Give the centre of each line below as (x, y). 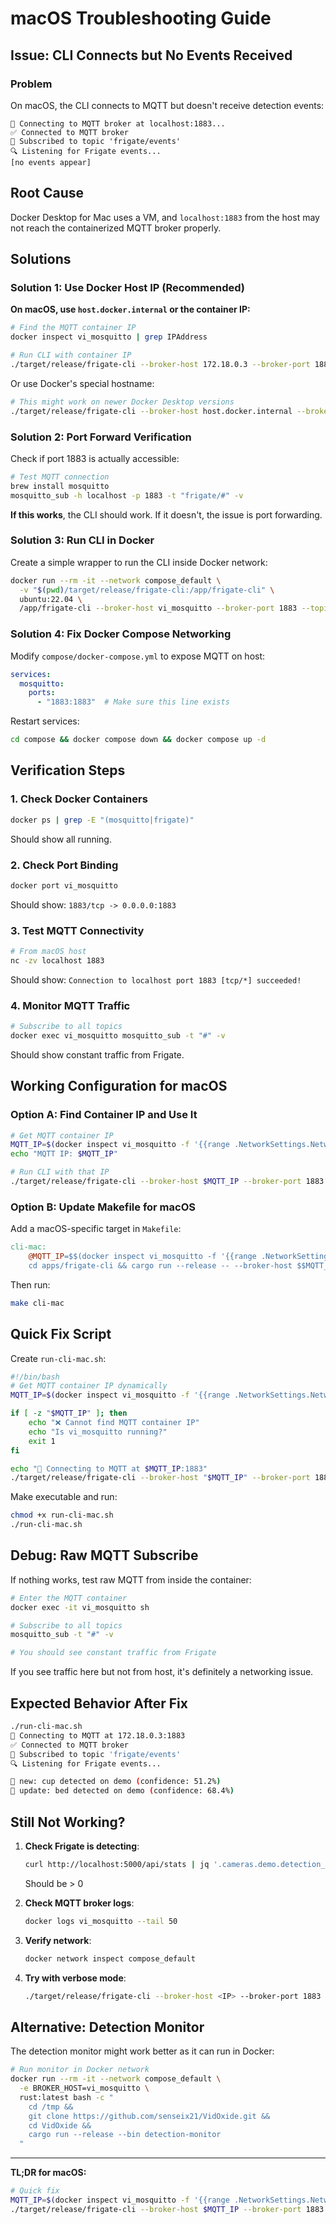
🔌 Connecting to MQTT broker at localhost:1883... (118, 123)
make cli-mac (37, 1303)
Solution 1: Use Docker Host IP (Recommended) (127, 287)
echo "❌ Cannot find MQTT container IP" (114, 1423)
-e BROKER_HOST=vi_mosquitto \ (84, 2088)
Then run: (30, 1284)
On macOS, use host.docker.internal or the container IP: (130, 309)
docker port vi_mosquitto (64, 885)
